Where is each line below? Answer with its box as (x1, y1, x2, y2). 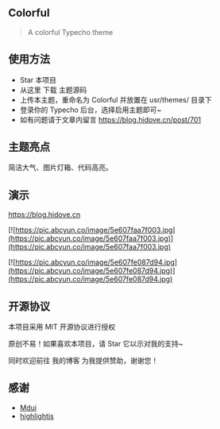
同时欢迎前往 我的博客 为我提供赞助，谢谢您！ (8, 356, 159, 365)
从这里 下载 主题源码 (19, 85, 87, 95)
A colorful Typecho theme (27, 27, 114, 37)
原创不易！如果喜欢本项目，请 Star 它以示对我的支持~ (8, 339, 183, 349)
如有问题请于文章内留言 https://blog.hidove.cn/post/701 (19, 114, 201, 124)
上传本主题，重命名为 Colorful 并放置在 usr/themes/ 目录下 (19, 95, 212, 104)
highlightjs (19, 411, 54, 420)
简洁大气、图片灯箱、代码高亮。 (8, 163, 113, 172)
